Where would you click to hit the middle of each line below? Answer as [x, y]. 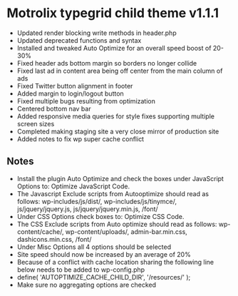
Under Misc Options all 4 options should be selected [94, 247]
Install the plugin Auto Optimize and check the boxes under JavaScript [120, 178]
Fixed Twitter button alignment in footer [75, 86]
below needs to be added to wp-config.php [81, 270]
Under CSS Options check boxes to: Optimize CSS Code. [100, 216]
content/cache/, [40, 231]
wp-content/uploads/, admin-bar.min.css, [126, 231]
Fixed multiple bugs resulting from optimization [86, 101]
